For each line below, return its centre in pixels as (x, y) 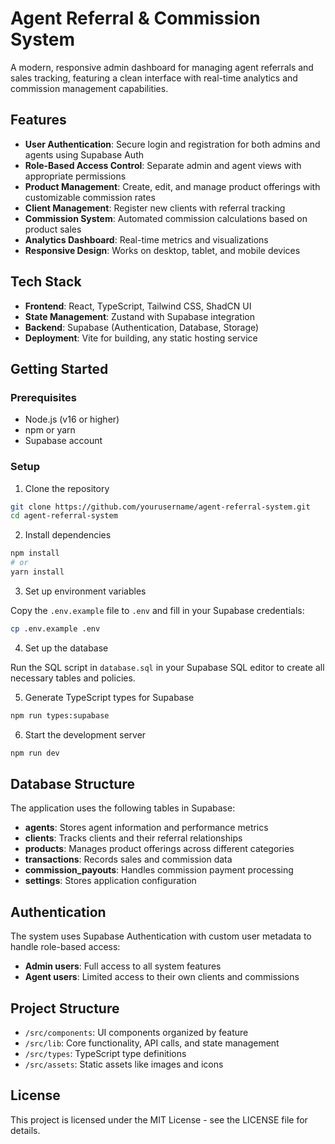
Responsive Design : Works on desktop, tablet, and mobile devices (162, 250)
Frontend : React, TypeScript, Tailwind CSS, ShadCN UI (138, 306)
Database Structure (72, 783)
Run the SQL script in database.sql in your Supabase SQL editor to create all (167, 667)
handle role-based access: (65, 947)
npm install (35, 553)
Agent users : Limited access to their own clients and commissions (162, 977)
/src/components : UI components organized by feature (136, 1032)
